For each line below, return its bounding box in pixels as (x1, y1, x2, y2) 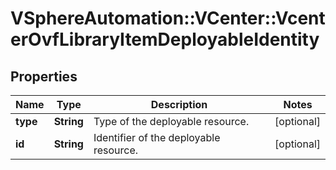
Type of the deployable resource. (93, 115, 250, 128)
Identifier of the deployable (93, 131, 221, 144)
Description (150, 98, 208, 111)
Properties (10, 68, 78, 85)
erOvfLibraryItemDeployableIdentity (10, 28, 320, 51)
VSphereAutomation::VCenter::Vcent (10, 7, 326, 30)
